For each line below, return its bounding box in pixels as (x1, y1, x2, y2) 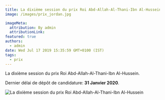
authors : (5, 39, 23, 44)
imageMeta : (5, 21, 27, 25)
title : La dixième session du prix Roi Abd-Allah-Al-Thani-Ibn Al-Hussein (5, 7, 162, 12)
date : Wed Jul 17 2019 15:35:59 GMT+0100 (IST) (5, 48, 105, 53)
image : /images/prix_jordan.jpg (5, 12, 71, 17)
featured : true (5, 34, 36, 39)
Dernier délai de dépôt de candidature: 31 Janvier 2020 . (5, 80, 119, 86)
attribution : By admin (9, 25, 56, 30)
